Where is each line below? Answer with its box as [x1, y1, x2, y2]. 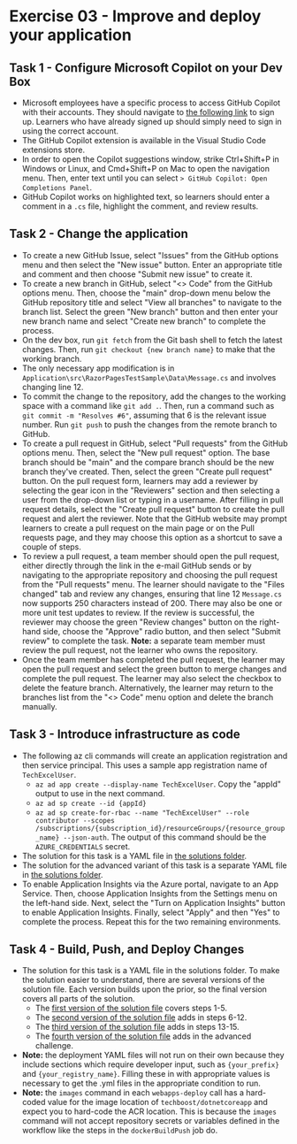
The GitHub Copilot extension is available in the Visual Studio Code [21, 135, 267, 145]
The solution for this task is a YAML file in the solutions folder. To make [21, 965, 280, 976]
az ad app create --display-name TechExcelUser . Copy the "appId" [34, 779, 281, 789]
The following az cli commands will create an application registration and [21, 750, 288, 761]
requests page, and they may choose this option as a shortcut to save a [21, 532, 283, 542]
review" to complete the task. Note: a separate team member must [21, 635, 266, 646]
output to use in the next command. [34, 787, 165, 798]
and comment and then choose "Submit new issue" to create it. [21, 268, 254, 280]
